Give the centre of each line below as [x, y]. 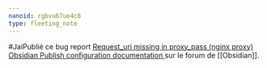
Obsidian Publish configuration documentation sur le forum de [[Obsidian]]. [134, 55]
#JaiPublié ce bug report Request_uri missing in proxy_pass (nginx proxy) [131, 46]
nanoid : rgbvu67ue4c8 [45, 16]
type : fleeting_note [43, 23]
